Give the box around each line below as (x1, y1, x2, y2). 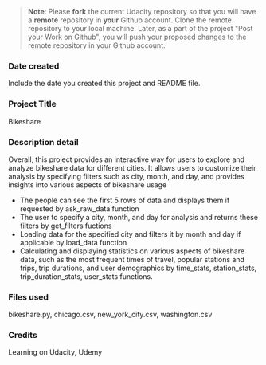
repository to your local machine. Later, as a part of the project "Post (27, 24, 253, 33)
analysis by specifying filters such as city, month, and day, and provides (8, 171, 244, 181)
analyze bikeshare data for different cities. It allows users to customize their (8, 163, 256, 172)
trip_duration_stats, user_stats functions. (19, 271, 153, 281)
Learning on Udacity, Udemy (8, 347, 103, 357)
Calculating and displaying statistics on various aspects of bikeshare (19, 246, 245, 256)
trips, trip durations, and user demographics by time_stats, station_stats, (19, 263, 257, 273)
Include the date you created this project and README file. (8, 79, 201, 88)
